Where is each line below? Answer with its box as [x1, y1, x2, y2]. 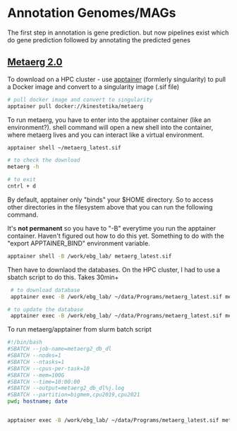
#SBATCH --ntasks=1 [7, 358, 65, 365]
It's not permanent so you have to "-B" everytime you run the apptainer [7, 224, 217, 232]
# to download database [10, 286, 80, 293]
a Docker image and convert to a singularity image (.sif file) [7, 83, 180, 91]
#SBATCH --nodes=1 [7, 352, 61, 359]
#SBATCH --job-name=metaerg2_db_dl [7, 346, 112, 353]
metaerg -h [7, 164, 39, 171]
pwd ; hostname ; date [7, 398, 68, 405]
